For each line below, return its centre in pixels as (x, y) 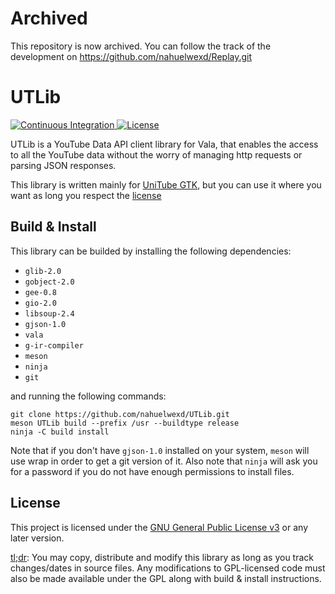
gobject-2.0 (49, 282)
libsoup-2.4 (49, 313)
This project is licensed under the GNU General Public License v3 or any (159, 527)
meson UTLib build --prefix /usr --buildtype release (125, 423)
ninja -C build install (60, 432)
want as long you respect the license (86, 195)
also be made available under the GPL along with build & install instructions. (166, 578)
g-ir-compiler (54, 345)
